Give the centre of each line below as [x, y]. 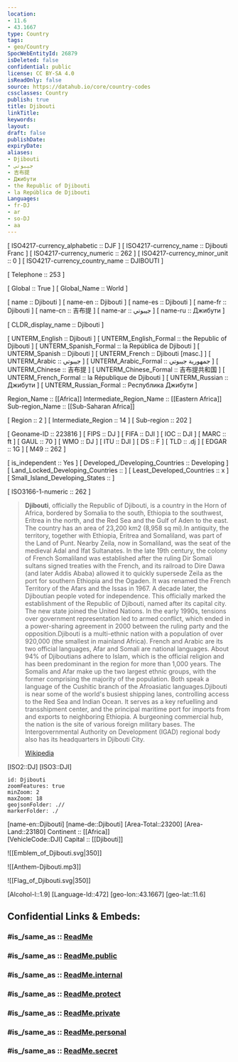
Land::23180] [27, 831]
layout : [19, 126]
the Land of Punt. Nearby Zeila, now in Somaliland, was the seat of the [128, 543]
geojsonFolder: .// [36, 804]
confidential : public [39, 67]
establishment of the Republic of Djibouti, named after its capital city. [126, 603]
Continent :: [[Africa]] [79, 831]
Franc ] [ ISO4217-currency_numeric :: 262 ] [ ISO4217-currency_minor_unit [118, 253]
